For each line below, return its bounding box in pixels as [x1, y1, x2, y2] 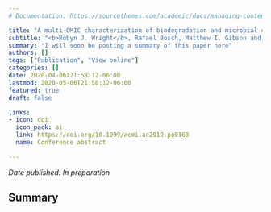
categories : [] [8, 64, 60, 73]
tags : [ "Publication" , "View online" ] [8, 56, 139, 64]
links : [8, 108, 31, 117]
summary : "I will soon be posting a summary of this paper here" [8, 41, 232, 49]
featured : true [8, 86, 60, 94]
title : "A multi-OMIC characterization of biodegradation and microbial [8, 26, 258, 35]
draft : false [8, 94, 52, 102]
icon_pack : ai [15, 123, 63, 131]
